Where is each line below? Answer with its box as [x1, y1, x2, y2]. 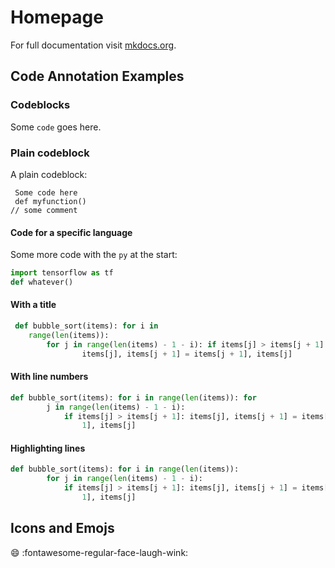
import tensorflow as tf [10, 268, 114, 278]
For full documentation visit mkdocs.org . [10, 39, 177, 51]
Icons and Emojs [10, 520, 115, 537]
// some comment [10, 205, 78, 215]
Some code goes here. [10, 121, 102, 133]
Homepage [10, 6, 104, 29]
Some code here [14, 187, 78, 198]
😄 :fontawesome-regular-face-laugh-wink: [10, 546, 189, 558]
